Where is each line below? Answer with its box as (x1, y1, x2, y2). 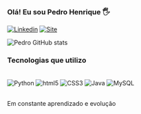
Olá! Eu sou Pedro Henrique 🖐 (7, 7, 110, 16)
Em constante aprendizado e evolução (7, 100, 116, 108)
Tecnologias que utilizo (7, 55, 87, 65)
